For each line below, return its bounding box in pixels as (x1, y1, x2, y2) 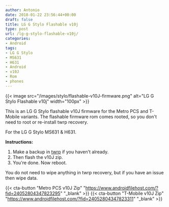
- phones (5, 79, 24, 84)
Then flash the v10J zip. (12, 154, 63, 160)
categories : (5, 36, 31, 41)
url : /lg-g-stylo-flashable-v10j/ (5, 31, 79, 36)
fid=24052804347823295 (5, 190, 61, 196)
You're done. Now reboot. (12, 159, 67, 166)
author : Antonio (5, 7, 40, 13)
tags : (5, 45, 17, 51)
